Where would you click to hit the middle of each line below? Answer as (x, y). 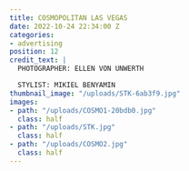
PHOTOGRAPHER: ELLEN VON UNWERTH (81, 69)
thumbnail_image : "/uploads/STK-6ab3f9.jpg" (95, 93)
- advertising (36, 43)
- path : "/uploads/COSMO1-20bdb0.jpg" (83, 110)
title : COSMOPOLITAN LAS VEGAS (69, 18)
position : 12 (34, 52)
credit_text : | (38, 60)
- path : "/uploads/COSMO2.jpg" (69, 145)
